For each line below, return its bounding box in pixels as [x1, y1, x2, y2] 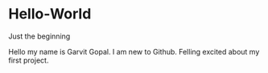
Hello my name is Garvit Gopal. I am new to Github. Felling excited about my [8, 47, 260, 56]
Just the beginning [8, 31, 71, 41]
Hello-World [8, 5, 92, 23]
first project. [8, 55, 49, 65]
